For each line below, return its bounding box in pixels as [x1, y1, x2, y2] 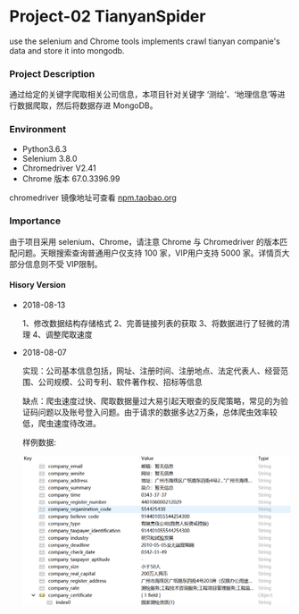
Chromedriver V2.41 [21, 163, 96, 173]
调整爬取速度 [45, 329, 93, 341]
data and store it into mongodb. [9, 45, 125, 55]
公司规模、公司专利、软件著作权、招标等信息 [37, 377, 203, 388]
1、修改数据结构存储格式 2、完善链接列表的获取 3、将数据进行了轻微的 [21, 318, 283, 329]
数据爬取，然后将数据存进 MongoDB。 [16, 100, 158, 111]
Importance [9, 214, 61, 227]
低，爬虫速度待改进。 [21, 418, 101, 429]
